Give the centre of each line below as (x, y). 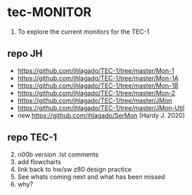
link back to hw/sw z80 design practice (75, 169)
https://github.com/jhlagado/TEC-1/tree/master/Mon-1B (98, 86)
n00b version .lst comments (58, 154)
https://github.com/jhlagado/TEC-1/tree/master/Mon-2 (96, 93)
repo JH (25, 54)
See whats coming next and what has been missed (91, 177)
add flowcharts (39, 161)
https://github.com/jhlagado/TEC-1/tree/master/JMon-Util (101, 108)
